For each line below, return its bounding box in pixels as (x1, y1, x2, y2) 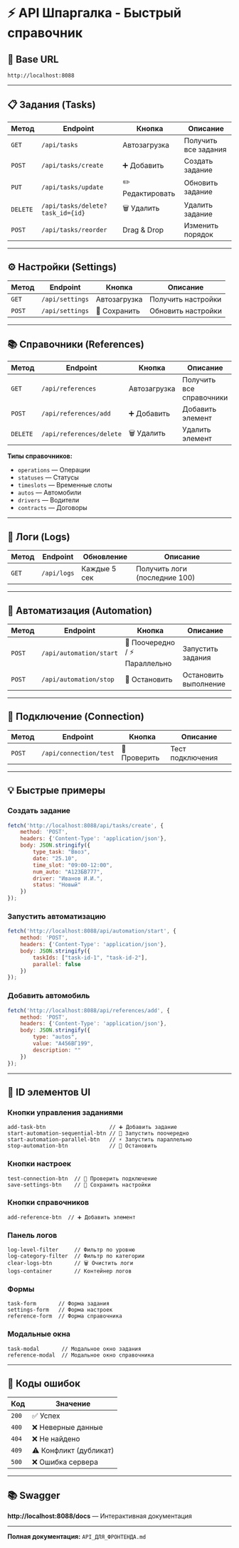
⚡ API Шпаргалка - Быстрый (7, 5, 181, 21)
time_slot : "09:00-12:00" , (33, 862, 113, 869)
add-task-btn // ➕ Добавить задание (7, 1124, 178, 1131)
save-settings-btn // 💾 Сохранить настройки (7, 1181, 152, 1188)
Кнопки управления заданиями (7, 1107, 123, 1117)
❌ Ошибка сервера (31, 1457, 98, 1467)
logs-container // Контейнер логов (7, 1268, 132, 1275)
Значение (55, 1399, 91, 1409)
